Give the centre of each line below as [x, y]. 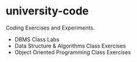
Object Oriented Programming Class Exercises [73, 52]
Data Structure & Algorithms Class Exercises [70, 46]
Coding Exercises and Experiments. [50, 28]
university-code [47, 11]
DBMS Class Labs [37, 39]
